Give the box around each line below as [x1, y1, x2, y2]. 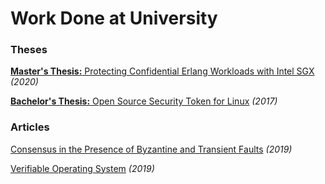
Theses [10, 43, 48, 57]
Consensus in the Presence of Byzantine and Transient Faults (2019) [10, 143, 293, 155]
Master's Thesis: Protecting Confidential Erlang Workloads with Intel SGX [10, 65, 315, 77]
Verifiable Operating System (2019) [10, 162, 155, 174]
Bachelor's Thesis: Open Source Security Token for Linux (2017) [10, 95, 278, 107]
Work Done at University [10, 7, 218, 30]
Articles [10, 120, 50, 134]
